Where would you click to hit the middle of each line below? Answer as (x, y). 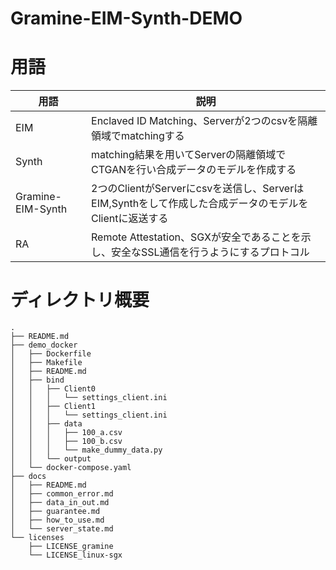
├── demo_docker (44, 345)
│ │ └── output (51, 459)
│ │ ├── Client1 (53, 407)
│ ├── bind (37, 380)
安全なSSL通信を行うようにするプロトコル (210, 252)
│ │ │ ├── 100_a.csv (66, 433)
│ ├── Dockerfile (51, 354)
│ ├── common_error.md (62, 494)
